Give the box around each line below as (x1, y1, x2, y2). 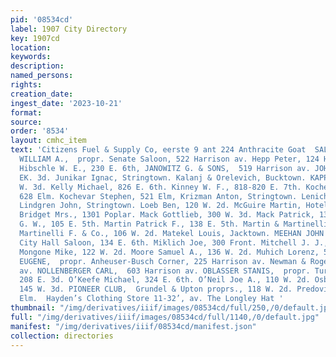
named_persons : (10, 71, 74, 81)
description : (10, 61, 65, 71)
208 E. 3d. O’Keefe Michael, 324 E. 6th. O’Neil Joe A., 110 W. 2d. (19, 275, 311, 285)
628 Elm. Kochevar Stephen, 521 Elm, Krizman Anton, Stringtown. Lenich (19, 191, 329, 201)
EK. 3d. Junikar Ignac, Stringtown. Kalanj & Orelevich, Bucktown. (19, 172, 307, 183)
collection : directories (10, 331, 114, 341)
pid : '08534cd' (10, 14, 74, 25)
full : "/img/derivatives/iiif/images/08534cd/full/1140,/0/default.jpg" (10, 312, 320, 322)
